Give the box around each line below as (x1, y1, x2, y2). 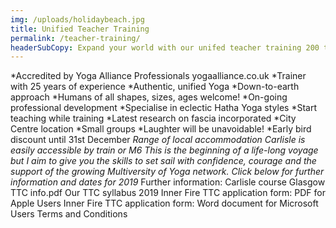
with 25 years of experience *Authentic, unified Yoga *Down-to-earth (10, 81, 300, 93)
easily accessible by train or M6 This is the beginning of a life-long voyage (10, 144, 319, 156)
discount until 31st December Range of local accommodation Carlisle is (10, 134, 306, 146)
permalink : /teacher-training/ (10, 33, 141, 43)
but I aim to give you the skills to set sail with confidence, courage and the (10, 155, 317, 167)
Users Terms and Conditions (10, 208, 128, 220)
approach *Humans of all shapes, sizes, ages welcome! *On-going (10, 91, 288, 103)
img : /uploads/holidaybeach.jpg (10, 14, 145, 25)
